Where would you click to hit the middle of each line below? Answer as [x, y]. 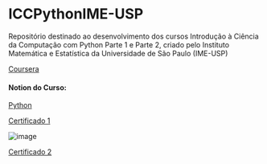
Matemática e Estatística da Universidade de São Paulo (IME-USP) [118, 53]
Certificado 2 [30, 152]
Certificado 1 [29, 121]
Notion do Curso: [37, 87]
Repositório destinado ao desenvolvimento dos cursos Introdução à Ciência [133, 36]
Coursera [24, 68]
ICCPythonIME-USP [76, 14]
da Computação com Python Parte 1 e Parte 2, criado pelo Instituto [119, 44]
